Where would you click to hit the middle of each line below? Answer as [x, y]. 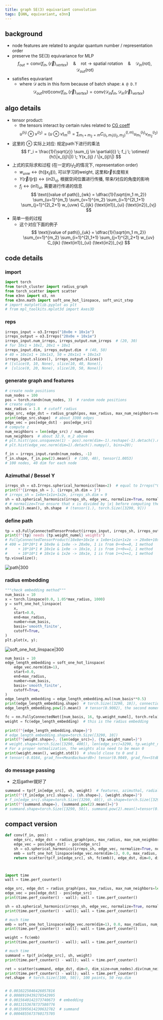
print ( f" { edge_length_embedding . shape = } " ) [49, 730]
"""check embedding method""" [36, 590]
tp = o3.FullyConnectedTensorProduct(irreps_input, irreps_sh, [70, 531]
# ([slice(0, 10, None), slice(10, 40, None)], [54, 364]
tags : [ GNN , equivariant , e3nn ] [38, 14]
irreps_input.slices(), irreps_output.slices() [54, 359]
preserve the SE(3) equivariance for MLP [53, 56]
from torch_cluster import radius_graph [47, 287]
